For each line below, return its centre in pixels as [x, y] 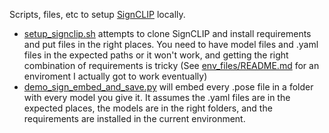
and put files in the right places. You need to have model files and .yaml [171, 44]
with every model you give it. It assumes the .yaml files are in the [157, 97]
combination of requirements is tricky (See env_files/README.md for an [171, 65]
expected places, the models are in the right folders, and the [148, 108]
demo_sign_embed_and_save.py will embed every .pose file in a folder [168, 87]
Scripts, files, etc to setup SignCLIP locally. [97, 14]
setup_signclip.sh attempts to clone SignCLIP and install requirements [167, 33]
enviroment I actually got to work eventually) [115, 76]
